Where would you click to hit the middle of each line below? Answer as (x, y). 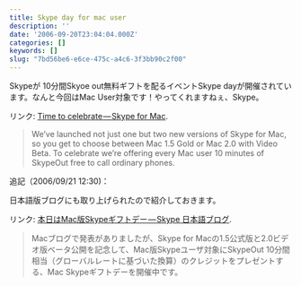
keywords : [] (34, 51)
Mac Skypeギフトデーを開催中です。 (115, 272)
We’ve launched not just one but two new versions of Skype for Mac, (159, 134)
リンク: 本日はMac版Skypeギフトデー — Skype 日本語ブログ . (120, 219)
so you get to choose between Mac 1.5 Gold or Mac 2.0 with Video (155, 143)
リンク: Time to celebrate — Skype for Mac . (89, 116)
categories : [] (38, 43)
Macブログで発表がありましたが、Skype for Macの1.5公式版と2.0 (152, 238)
